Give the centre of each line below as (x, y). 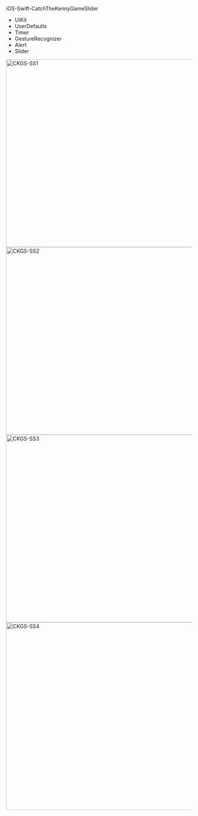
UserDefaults (31, 26)
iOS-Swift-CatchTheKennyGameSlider (52, 9)
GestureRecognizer (38, 39)
